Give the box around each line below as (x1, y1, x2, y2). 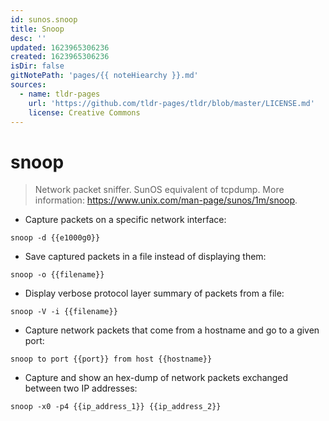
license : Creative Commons (28, 107, 141, 118)
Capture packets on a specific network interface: (24, 214, 227, 226)
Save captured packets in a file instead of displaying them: (24, 251, 267, 263)
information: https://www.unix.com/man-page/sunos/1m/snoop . (34, 194, 298, 206)
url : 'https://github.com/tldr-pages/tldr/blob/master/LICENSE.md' (28, 98, 315, 108)
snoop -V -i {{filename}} (10, 307, 118, 317)
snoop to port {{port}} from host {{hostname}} (10, 354, 213, 365)
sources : (10, 80, 47, 90)
